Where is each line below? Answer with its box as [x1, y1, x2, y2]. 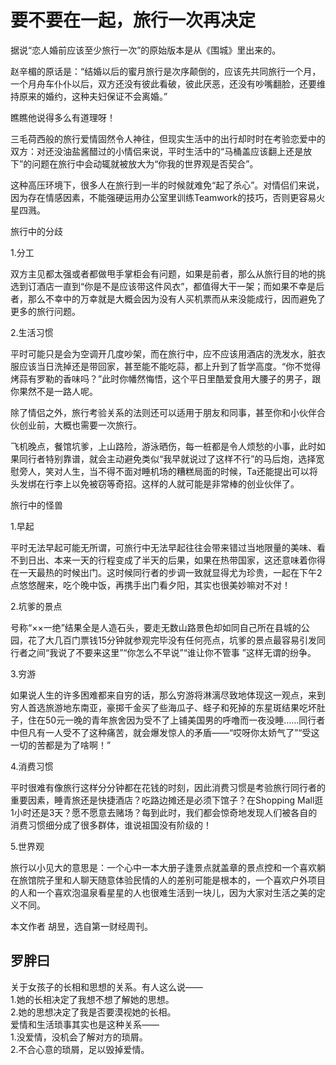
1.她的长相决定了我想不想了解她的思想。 [10, 993, 175, 1005]
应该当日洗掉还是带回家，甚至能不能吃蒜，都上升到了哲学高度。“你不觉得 [18, 360, 322, 372]
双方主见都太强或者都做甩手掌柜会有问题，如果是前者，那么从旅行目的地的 [10, 267, 317, 280]
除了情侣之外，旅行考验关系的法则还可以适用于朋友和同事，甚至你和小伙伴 [10, 406, 317, 418]
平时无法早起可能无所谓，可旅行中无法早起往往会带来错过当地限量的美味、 [10, 541, 317, 553]
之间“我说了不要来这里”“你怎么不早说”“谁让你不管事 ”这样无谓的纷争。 [27, 646, 317, 658]
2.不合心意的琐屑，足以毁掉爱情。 [10, 1043, 150, 1055]
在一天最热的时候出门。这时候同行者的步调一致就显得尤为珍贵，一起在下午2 [10, 566, 323, 578]
